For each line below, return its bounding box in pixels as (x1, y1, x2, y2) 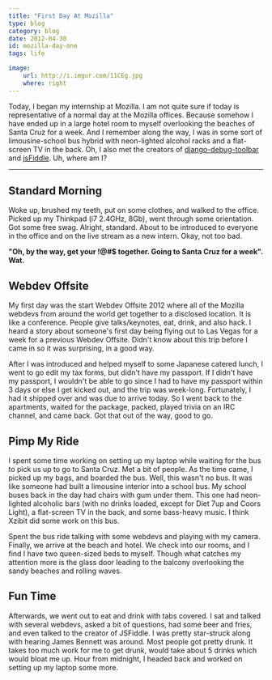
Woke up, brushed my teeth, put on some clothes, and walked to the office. (8, 206, 259, 215)
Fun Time (8, 589, 57, 603)
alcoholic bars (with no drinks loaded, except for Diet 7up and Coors (32, 499, 261, 508)
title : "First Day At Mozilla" (8, 11, 114, 20)
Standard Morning (8, 184, 103, 198)
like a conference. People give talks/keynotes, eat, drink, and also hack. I (8, 317, 252, 328)
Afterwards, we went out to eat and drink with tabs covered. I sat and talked (8, 610, 261, 620)
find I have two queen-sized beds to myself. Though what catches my (8, 549, 241, 559)
